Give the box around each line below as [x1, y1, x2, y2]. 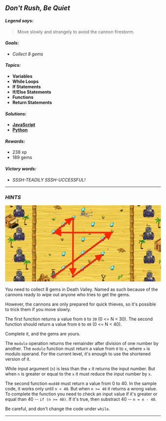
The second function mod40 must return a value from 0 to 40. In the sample [5, 381, 157, 386]
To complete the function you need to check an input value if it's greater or [5, 391, 158, 397]
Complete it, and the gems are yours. [5, 331, 81, 337]
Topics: [5, 62, 21, 68]
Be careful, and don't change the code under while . [5, 406, 110, 412]
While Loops [12, 78, 39, 84]
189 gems [12, 154, 33, 160]
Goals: [5, 40, 19, 46]
